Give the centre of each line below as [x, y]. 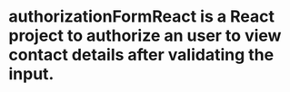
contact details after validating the [141, 55]
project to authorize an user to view [145, 36]
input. [31, 74]
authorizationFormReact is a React [141, 17]
